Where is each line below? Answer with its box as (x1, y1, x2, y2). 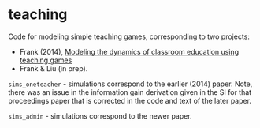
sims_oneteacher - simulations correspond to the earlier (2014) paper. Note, (8, 79, 253, 88)
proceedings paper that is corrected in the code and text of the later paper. (8, 96, 252, 105)
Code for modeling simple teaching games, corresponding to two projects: (8, 32, 251, 41)
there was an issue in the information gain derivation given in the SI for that (8, 87, 252, 96)
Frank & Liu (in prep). (19, 63, 88, 73)
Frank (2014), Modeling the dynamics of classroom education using (19, 47, 239, 56)
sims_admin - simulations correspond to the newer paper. (8, 111, 192, 120)
